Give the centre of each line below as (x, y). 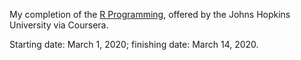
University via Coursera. (59, 25)
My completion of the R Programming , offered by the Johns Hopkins (150, 14)
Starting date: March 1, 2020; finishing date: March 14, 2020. (134, 44)
